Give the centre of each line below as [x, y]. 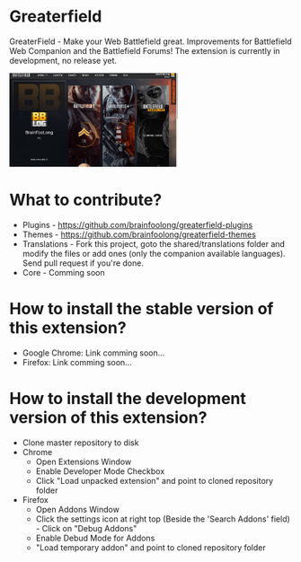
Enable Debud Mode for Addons [95, 538]
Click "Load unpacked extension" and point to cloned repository [155, 480]
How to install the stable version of [142, 309]
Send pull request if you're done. [83, 263]
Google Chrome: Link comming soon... [93, 353]
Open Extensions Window [84, 461]
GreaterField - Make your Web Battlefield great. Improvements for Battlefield [150, 41]
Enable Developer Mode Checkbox [100, 471]
